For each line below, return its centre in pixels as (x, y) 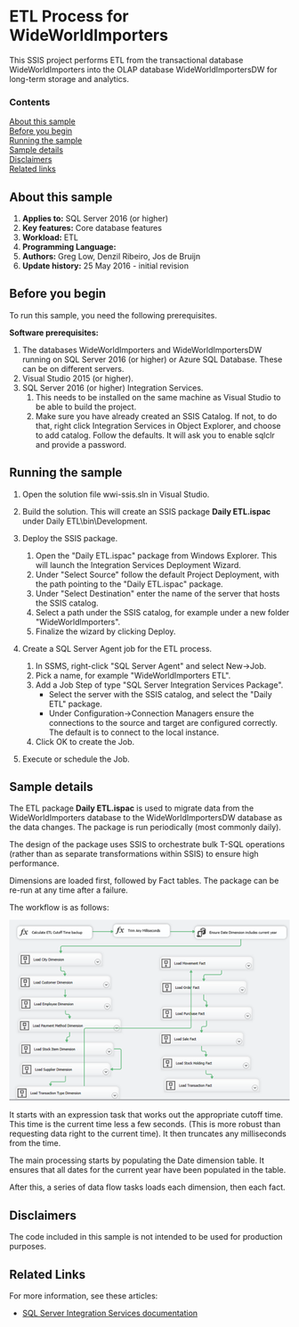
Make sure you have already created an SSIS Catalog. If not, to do (156, 416)
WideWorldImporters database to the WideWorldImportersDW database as (146, 818)
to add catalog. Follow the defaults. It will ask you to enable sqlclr (155, 435)
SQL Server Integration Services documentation (110, 1314)
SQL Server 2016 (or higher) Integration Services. (113, 387)
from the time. (35, 1143)
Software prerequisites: (54, 333)
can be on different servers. (73, 368)
